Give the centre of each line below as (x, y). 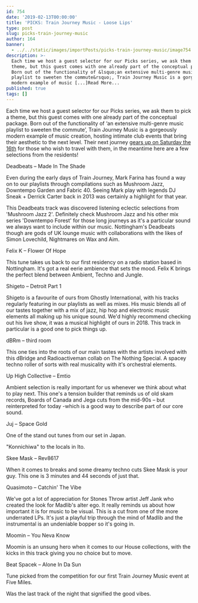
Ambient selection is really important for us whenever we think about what (96, 387)
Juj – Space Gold (27, 423)
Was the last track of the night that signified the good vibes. (79, 594)
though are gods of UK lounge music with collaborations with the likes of (94, 233)
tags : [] (17, 94)
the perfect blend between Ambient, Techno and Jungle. (75, 275)
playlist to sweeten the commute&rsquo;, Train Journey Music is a (96, 77)
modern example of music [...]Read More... (65, 83)
